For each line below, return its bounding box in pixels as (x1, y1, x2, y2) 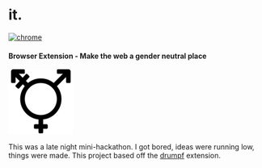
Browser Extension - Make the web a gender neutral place (8, 51, 207, 61)
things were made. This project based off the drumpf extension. (8, 151, 221, 161)
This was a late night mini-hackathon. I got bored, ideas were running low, (8, 142, 255, 152)
